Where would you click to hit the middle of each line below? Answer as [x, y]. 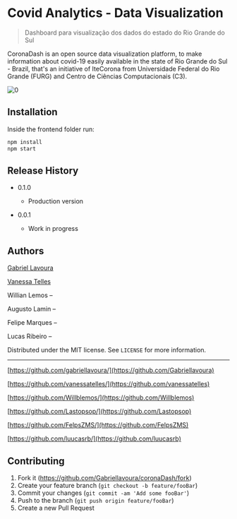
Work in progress [53, 229]
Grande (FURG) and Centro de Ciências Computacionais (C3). [97, 76]
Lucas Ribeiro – [30, 336]
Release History [43, 171]
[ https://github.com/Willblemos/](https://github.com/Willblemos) [101, 398]
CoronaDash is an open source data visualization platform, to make [105, 54]
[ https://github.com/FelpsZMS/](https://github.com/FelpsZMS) [98, 425]
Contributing [36, 461]
